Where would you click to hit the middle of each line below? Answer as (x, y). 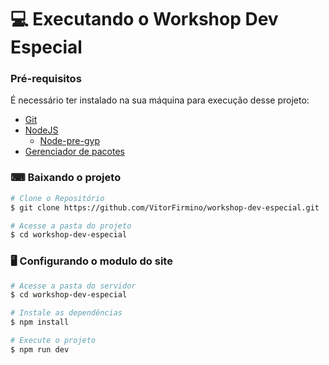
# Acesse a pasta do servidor (73, 286)
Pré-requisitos (46, 79)
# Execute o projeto (53, 341)
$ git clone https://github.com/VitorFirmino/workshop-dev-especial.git (165, 207)
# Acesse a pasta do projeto (71, 226)
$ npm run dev (40, 349)
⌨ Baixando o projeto (66, 178)
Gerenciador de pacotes (74, 152)
